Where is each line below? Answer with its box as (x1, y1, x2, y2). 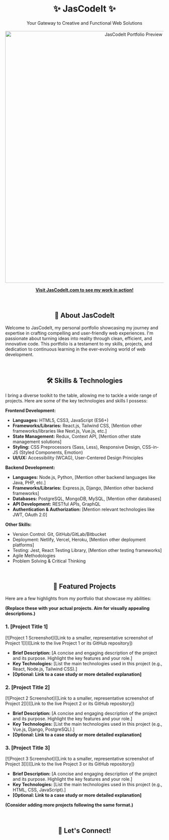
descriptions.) (5, 610, 36, 617)
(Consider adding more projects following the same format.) (5, 802, 133, 808)
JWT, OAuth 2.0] (12, 512, 48, 518)
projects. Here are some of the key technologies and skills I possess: (5, 397, 148, 403)
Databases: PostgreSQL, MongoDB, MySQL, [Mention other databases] (12, 496, 162, 502)
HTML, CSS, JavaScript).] (12, 787, 66, 793)
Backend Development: (5, 464, 55, 470)
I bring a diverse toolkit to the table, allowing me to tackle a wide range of (5, 392, 157, 398)
